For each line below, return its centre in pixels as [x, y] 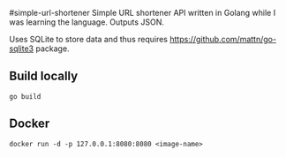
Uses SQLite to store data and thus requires [88, 39]
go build [25, 96]
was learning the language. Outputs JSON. [87, 22]
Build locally [44, 76]
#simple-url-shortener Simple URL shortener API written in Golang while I [143, 13]
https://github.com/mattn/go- [222, 39]
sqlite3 [21, 49]
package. [52, 49]
